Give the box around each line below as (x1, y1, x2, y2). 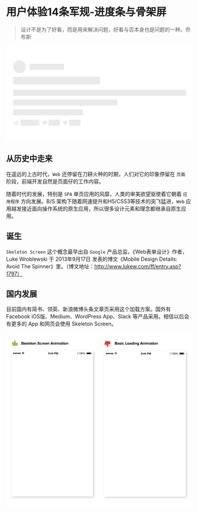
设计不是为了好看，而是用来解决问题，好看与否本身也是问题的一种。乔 (20, 26, 191, 33)
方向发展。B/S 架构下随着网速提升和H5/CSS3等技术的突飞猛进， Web (20, 198, 185, 205)
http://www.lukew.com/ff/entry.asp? (94, 262, 181, 270)
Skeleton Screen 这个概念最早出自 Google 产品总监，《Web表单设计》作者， (6, 248, 188, 255)
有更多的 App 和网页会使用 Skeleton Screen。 (6, 320, 117, 327)
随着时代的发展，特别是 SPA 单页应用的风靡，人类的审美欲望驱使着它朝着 (6, 190, 182, 197)
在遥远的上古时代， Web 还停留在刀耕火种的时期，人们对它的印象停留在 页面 (6, 170, 186, 177)
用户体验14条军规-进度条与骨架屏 (6, 5, 167, 19)
